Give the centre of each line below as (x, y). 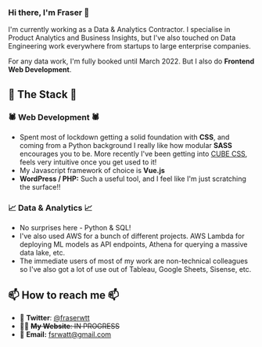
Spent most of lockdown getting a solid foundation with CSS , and (124, 137)
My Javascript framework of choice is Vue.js (92, 170)
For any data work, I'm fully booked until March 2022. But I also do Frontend (131, 61)
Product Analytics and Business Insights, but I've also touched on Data (122, 38)
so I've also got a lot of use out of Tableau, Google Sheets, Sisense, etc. (135, 269)
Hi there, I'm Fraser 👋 (49, 13)
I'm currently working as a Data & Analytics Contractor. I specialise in (119, 30)
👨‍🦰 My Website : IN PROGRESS (69, 326)
